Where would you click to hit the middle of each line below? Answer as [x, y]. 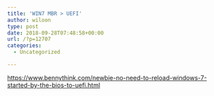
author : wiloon [29, 20]
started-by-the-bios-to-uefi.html [54, 85]
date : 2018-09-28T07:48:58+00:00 [56, 33]
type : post [23, 26]
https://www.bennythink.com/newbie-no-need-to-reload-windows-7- [107, 77]
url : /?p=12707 [29, 39]
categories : [24, 46]
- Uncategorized [37, 52]
